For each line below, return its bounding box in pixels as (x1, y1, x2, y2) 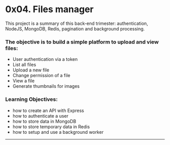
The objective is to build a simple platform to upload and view (5, 38, 159, 45)
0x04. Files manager (5, 4, 94, 15)
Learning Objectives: (5, 96, 58, 103)
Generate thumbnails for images (12, 83, 80, 89)
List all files (12, 62, 36, 68)
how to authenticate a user (12, 113, 69, 119)
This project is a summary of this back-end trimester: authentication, (5, 20, 148, 26)
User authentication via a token (12, 56, 78, 62)
